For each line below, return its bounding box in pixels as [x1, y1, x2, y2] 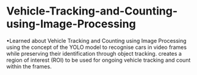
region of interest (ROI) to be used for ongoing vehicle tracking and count [6, 56, 191, 64]
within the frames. [6, 62, 52, 70]
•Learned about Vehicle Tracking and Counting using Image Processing [6, 37, 187, 44]
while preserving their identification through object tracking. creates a [6, 50, 182, 57]
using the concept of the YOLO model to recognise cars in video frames [6, 44, 187, 51]
